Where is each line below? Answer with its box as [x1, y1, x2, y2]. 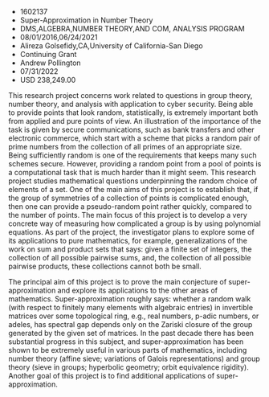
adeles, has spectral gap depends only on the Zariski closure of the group [8, 320, 253, 329]
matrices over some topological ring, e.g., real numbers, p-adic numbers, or [8, 311, 259, 321]
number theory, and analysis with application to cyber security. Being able [8, 100, 254, 108]
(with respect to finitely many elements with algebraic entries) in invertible [8, 303, 254, 312]
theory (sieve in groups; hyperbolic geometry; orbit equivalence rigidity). [8, 362, 249, 372]
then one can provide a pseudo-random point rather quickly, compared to [8, 202, 252, 211]
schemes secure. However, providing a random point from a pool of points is [8, 159, 262, 168]
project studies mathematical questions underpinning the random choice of [8, 176, 258, 186]
